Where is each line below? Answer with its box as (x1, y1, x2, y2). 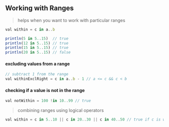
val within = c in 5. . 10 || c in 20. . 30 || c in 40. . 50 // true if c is (5, 117, 161, 122)
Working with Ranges (5, 4, 74, 12)
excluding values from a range (5, 60, 70, 66)
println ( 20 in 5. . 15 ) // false (5, 50, 71, 55)
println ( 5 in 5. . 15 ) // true (5, 36, 69, 41)
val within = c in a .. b (5, 27, 55, 32)
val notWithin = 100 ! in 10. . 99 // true (5, 98, 92, 103)
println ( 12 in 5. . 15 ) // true (5, 40, 69, 45)
